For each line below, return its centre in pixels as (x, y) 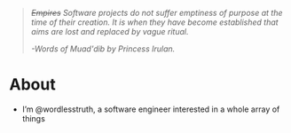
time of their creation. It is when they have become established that (154, 22)
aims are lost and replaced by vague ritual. (110, 31)
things (34, 118)
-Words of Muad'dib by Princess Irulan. (103, 49)
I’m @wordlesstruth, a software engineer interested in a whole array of (151, 109)
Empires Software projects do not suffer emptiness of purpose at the (157, 13)
